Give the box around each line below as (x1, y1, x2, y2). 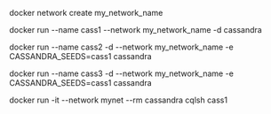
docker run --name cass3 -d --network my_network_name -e (9, 68, 234, 79)
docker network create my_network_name (9, 8, 163, 18)
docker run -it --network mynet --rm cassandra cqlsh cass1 (9, 95, 228, 105)
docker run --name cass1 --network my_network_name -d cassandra (9, 25, 262, 34)
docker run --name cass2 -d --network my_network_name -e (9, 42, 234, 52)
